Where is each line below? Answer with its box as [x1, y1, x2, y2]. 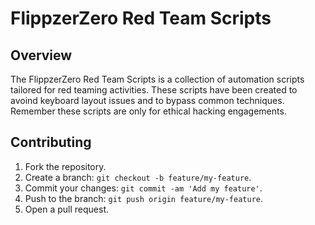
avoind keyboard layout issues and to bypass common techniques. [10, 95, 285, 106]
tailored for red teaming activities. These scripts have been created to [10, 84, 298, 96]
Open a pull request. [24, 203, 110, 215]
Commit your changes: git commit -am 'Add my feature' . [24, 182, 263, 194]
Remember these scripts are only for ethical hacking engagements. [10, 105, 287, 117]
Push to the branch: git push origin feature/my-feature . [24, 192, 264, 204]
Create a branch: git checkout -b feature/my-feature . [24, 171, 252, 183]
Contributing [10, 134, 92, 151]
